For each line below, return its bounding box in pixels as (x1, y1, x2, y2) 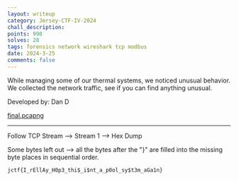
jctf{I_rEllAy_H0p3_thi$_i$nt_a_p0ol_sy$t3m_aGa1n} (7, 166, 163, 174)
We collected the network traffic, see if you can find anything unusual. (7, 83, 212, 92)
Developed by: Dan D (7, 97, 69, 106)
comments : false (7, 57, 55, 64)
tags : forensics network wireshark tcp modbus (7, 43, 147, 50)
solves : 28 (7, 37, 40, 44)
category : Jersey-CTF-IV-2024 (7, 17, 97, 24)
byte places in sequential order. (7, 153, 99, 161)
